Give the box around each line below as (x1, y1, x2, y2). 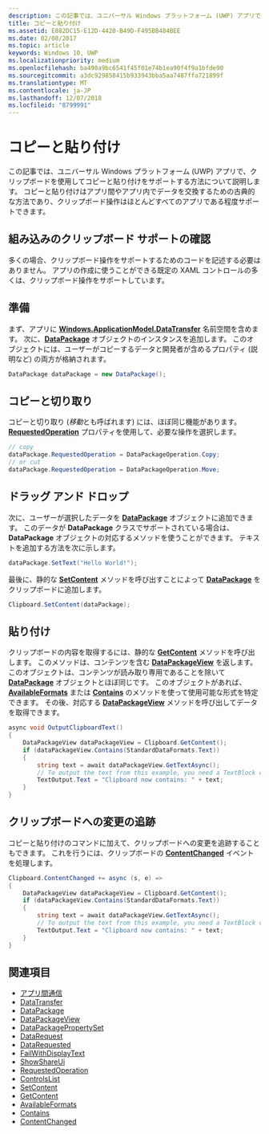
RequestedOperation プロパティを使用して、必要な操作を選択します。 (8, 427, 241, 437)
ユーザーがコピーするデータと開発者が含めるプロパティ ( (63, 344, 251, 353)
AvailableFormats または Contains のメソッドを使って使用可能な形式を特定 (8, 687, 259, 697)
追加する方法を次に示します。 (22, 543, 120, 553)
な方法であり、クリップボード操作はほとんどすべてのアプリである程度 (8, 197, 239, 206)
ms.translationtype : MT (8, 79, 88, 87)
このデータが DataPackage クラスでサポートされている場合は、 (23, 523, 234, 532)
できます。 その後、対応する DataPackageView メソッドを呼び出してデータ (8, 698, 258, 708)
